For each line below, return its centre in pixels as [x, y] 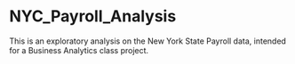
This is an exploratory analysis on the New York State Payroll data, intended [148, 41]
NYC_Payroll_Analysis [93, 16]
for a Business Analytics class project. [79, 50]
